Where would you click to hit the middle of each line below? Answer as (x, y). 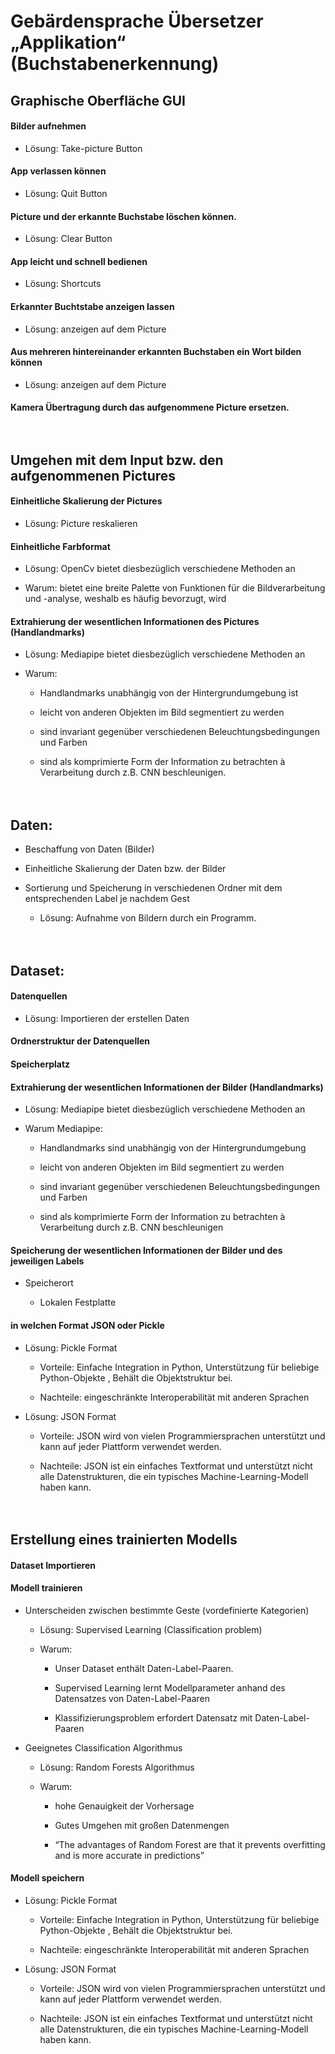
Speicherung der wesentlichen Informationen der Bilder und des (146, 1250)
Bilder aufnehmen (48, 126)
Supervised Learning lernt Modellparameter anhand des (170, 1687)
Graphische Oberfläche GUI (98, 100)
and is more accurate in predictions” (129, 1855)
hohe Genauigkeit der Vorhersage (124, 1806)
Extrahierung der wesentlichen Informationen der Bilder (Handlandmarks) (167, 1087)
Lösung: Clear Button (68, 239)
